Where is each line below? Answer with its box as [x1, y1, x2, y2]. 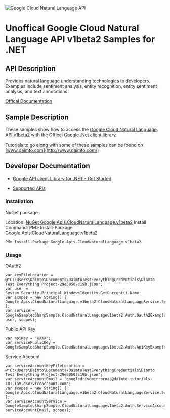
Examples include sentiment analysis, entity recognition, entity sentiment [5, 83, 157, 89]
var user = [5, 286, 28, 291]
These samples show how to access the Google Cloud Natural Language [5, 126, 157, 132]
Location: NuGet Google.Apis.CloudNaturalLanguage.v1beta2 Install [5, 219, 146, 225]
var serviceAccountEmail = [5, 377, 62, 382]
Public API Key [5, 326, 36, 332]
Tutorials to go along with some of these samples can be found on [5, 142, 143, 148]
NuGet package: [5, 209, 39, 215]
